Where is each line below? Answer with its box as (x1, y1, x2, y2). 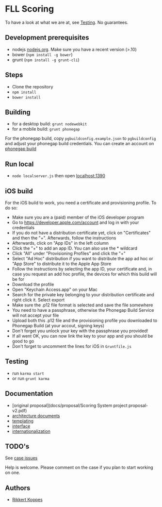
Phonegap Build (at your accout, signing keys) (12, 323, 105, 328)
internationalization (12, 428, 51, 434)
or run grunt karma (12, 375, 49, 381)
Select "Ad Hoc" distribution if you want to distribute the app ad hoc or (12, 256, 154, 261)
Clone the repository (12, 84, 53, 89)
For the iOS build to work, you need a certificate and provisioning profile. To (5, 200, 157, 205)
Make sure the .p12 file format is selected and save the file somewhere (12, 302, 153, 308)
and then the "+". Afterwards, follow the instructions (12, 235, 116, 241)
